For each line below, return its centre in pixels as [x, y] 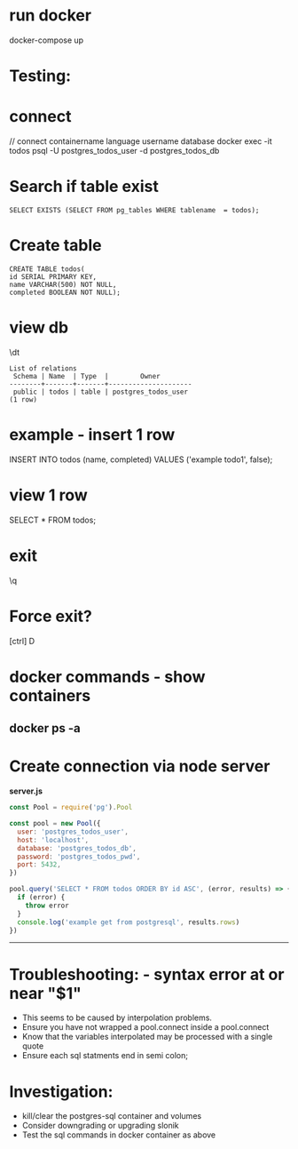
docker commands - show [107, 677]
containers [50, 695]
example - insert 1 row [92, 435]
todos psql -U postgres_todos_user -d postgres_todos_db [114, 151]
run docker [50, 16]
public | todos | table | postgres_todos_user [101, 392]
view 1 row [49, 495]
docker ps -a [45, 728]
